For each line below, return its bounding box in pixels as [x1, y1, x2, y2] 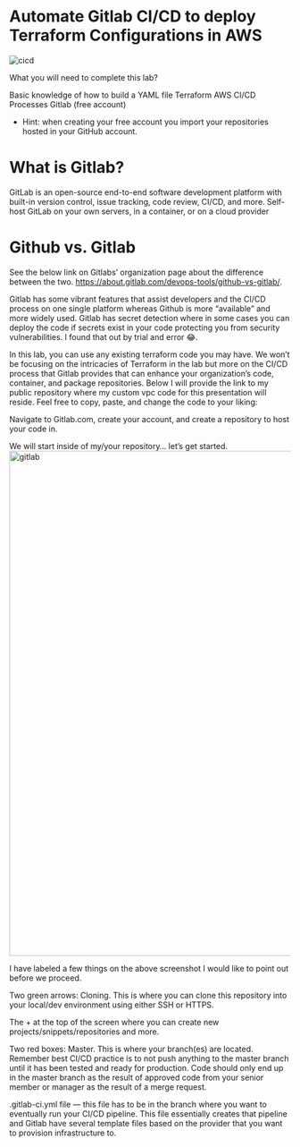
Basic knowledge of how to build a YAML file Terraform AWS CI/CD [9, 89, 256, 100]
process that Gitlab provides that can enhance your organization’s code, [9, 368, 274, 378]
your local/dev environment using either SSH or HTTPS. [9, 999, 214, 1010]
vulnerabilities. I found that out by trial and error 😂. [9, 331, 198, 342]
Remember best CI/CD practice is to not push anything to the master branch [9, 1053, 289, 1064]
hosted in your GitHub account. [21, 125, 138, 136]
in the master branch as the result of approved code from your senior [9, 1072, 264, 1083]
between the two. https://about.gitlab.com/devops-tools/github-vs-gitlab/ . [9, 276, 283, 287]
